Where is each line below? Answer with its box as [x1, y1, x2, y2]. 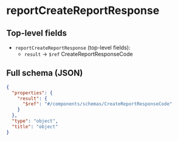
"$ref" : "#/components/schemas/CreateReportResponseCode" [22, 101, 173, 107]
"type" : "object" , [12, 118, 59, 125]
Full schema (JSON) [6, 68, 83, 78]
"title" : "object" [12, 123, 59, 129]
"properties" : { [12, 89, 53, 96]
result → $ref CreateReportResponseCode [24, 50, 133, 58]
